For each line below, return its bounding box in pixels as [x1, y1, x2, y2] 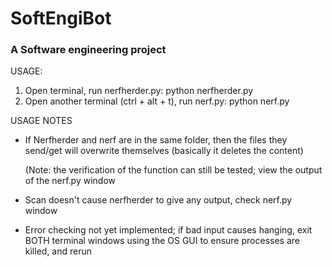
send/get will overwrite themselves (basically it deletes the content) [24, 145, 304, 157]
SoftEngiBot [10, 7, 112, 30]
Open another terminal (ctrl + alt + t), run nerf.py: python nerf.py [24, 95, 290, 107]
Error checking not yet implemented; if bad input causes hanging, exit [24, 224, 313, 236]
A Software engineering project [10, 43, 167, 57]
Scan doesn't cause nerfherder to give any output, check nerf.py [24, 194, 293, 206]
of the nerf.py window [24, 175, 117, 187]
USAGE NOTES [10, 115, 73, 127]
